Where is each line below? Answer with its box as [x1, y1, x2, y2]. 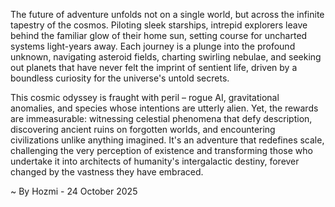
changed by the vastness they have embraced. [10, 166, 204, 178]
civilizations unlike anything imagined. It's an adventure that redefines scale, [10, 134, 325, 146]
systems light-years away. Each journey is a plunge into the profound [10, 40, 296, 52]
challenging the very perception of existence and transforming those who [10, 145, 313, 156]
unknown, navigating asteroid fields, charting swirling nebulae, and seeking [10, 51, 322, 63]
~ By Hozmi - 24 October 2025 [10, 185, 138, 197]
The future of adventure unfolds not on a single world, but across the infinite [10, 9, 325, 20]
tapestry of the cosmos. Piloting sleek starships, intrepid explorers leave [10, 19, 308, 31]
